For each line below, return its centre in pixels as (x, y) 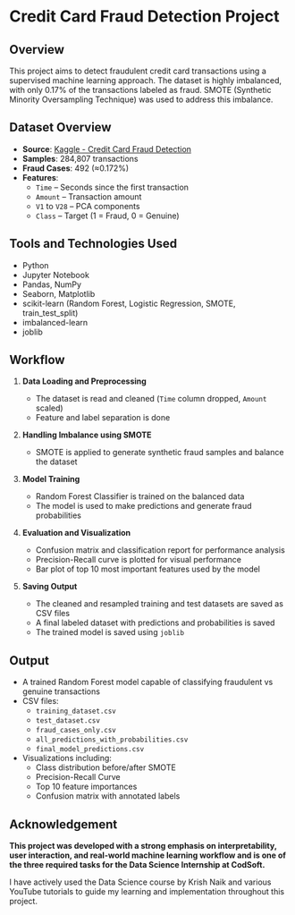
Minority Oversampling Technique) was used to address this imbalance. (141, 99)
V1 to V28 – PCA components (88, 206)
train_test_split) (50, 313)
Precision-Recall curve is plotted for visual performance (138, 560)
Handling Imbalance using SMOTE (87, 435)
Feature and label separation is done (103, 418)
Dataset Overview (60, 127)
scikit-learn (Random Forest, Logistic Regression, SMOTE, (129, 303)
